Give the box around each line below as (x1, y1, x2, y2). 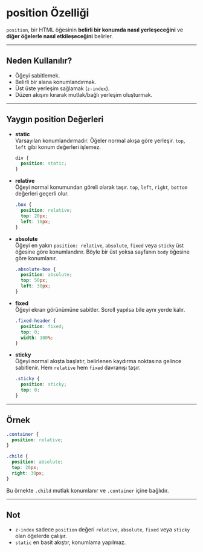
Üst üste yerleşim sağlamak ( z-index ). (14, 85, 110, 92)
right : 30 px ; (11, 470, 45, 476)
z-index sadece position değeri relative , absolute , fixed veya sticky (14, 526, 190, 533)
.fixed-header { (14, 318, 56, 324)
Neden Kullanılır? (6, 56, 72, 66)
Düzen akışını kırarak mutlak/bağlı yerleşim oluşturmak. (14, 91, 153, 98)
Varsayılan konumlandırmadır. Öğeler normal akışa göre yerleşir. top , (14, 137, 185, 144)
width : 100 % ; (21, 335, 54, 341)
